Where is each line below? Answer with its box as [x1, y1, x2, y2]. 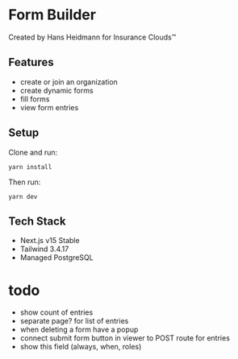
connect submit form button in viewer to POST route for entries [19, 333, 230, 343]
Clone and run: [8, 147, 58, 157]
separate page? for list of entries [19, 316, 129, 326]
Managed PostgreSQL [19, 253, 94, 262]
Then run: [8, 177, 41, 187]
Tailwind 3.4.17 [19, 244, 69, 254]
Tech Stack [8, 214, 66, 228]
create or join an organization [19, 76, 119, 86]
